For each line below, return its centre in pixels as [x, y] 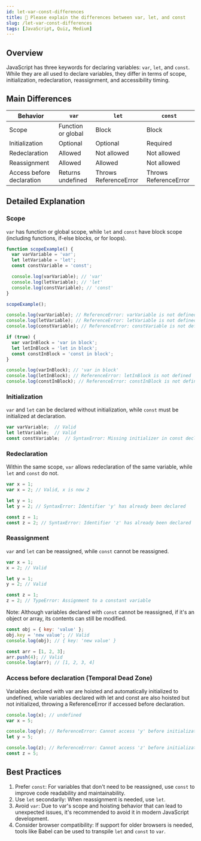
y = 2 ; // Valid [26, 584]
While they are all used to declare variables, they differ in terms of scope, [96, 74]
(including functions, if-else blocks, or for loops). [66, 238]
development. [32, 818]
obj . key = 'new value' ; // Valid [48, 635]
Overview [25, 53]
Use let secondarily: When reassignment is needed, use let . [90, 799]
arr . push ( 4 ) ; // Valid [34, 657]
